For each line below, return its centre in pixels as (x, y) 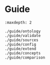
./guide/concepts (23, 53)
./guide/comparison (25, 57)
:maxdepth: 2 (18, 22)
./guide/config (20, 44)
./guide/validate (23, 35)
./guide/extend (20, 48)
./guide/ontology (23, 31)
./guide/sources (21, 40)
